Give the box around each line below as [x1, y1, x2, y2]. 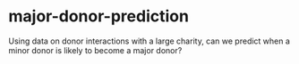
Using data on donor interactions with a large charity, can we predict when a [8, 36, 290, 46]
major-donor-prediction [8, 6, 190, 27]
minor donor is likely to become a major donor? [8, 44, 183, 55]
